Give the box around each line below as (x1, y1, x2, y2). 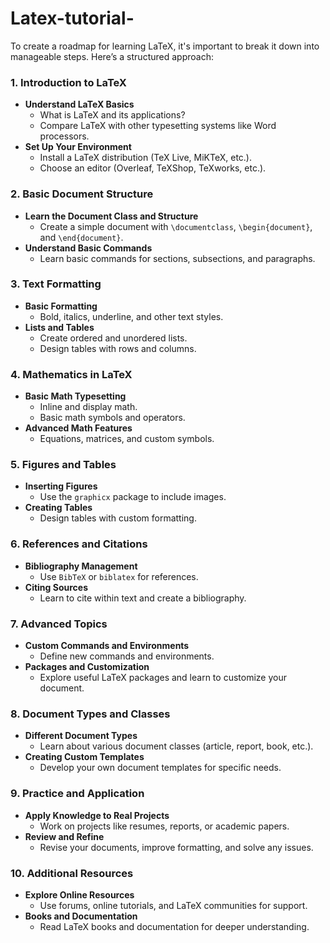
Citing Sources (24, 581, 88, 593)
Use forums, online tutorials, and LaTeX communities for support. (39, 899, 308, 911)
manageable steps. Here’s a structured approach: (10, 50, 214, 62)
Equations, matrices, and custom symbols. (39, 433, 215, 445)
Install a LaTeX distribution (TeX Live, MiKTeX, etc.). (39, 152, 252, 164)
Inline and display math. (39, 401, 138, 413)
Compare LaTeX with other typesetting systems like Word (39, 120, 277, 132)
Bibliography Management (24, 560, 138, 572)
